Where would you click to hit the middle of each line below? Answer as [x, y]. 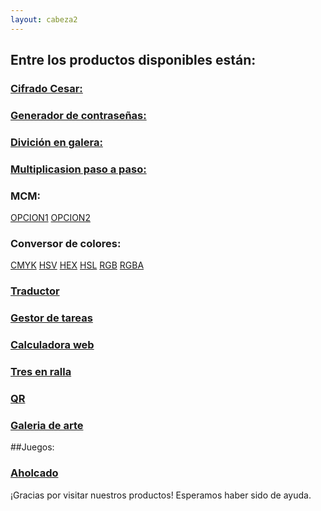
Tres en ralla [41, 371]
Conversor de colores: [66, 243]
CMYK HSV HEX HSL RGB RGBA [77, 265]
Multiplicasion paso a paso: [78, 169]
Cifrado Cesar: [46, 88]
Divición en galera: [56, 142]
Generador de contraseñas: [78, 115]
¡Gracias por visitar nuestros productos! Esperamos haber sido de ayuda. [161, 495]
